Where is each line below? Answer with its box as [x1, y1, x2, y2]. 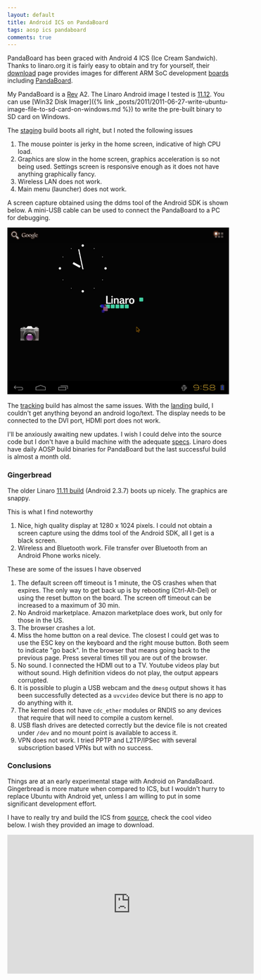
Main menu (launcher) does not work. [17, 185, 127, 193]
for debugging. [7, 214, 51, 222]
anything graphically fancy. [17, 170, 96, 179]
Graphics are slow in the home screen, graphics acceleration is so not [17, 155, 220, 164]
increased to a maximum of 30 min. [17, 600, 121, 610]
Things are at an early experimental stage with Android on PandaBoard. [7, 777, 215, 785]
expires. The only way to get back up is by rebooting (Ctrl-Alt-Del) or [17, 586, 217, 594]
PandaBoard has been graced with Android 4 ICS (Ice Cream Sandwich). [7, 54, 218, 63]
